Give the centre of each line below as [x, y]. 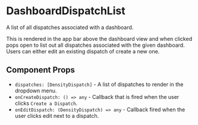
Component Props [41, 70]
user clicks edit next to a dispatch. [57, 116]
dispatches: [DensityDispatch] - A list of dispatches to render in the [99, 84]
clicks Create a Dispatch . [46, 103]
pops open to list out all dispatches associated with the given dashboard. [96, 45]
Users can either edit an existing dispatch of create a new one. [83, 51]
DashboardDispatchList [66, 11]
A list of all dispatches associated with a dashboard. [70, 27]
